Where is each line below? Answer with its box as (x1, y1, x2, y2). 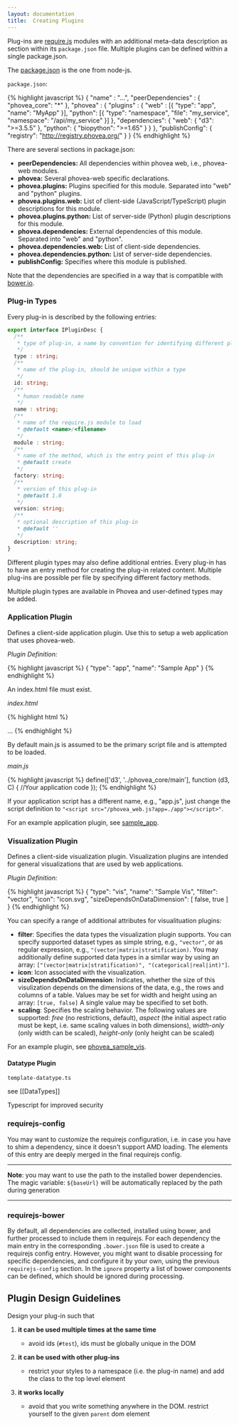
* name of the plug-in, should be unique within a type (16, 366, 186, 374)
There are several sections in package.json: (7, 145, 135, 153)
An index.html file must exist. (7, 685, 92, 694)
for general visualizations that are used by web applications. (7, 860, 184, 868)
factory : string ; (14, 472, 65, 480)
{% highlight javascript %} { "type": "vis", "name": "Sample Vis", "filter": (7, 888, 218, 896)
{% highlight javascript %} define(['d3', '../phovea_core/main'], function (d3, (7, 775, 230, 784)
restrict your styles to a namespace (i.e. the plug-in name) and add (28, 1367, 225, 1375)
